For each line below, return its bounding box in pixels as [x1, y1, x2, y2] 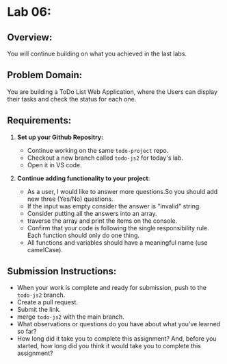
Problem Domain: [7, 69, 83, 81]
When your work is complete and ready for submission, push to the [16, 284, 207, 292]
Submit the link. [16, 306, 62, 314]
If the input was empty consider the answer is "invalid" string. [27, 202, 202, 210]
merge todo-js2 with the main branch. [16, 313, 124, 321]
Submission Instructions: [7, 265, 117, 278]
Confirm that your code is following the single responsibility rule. [27, 223, 210, 232]
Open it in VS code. [27, 160, 82, 169]
